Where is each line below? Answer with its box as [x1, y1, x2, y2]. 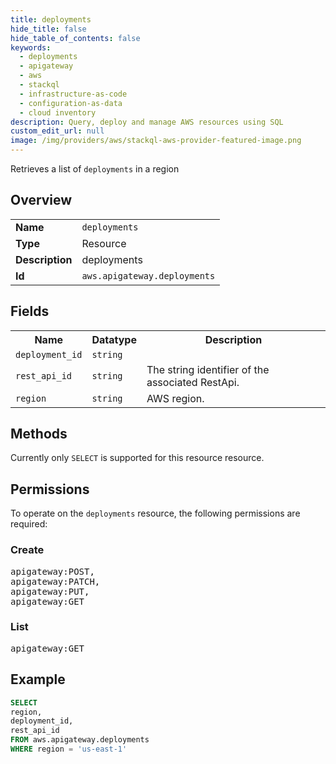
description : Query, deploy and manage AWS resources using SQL [10, 117, 284, 127]
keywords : [10, 42, 52, 53]
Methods [10, 426, 68, 443]
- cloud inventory [19, 107, 97, 118]
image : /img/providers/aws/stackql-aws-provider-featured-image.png [10, 136, 302, 146]
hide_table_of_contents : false [10, 33, 141, 43]
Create [10, 543, 45, 557]
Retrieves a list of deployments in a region [10, 163, 180, 175]
